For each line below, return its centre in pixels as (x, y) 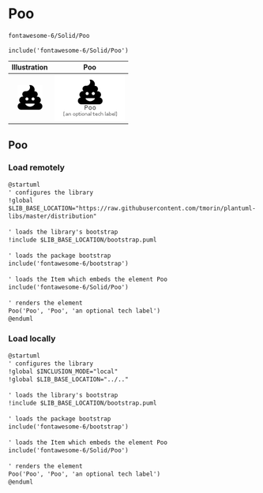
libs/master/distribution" (53, 216)
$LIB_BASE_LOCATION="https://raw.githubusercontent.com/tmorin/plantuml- (132, 208)
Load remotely (37, 167)
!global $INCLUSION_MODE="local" (63, 372)
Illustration (30, 67)
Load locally (32, 338)
